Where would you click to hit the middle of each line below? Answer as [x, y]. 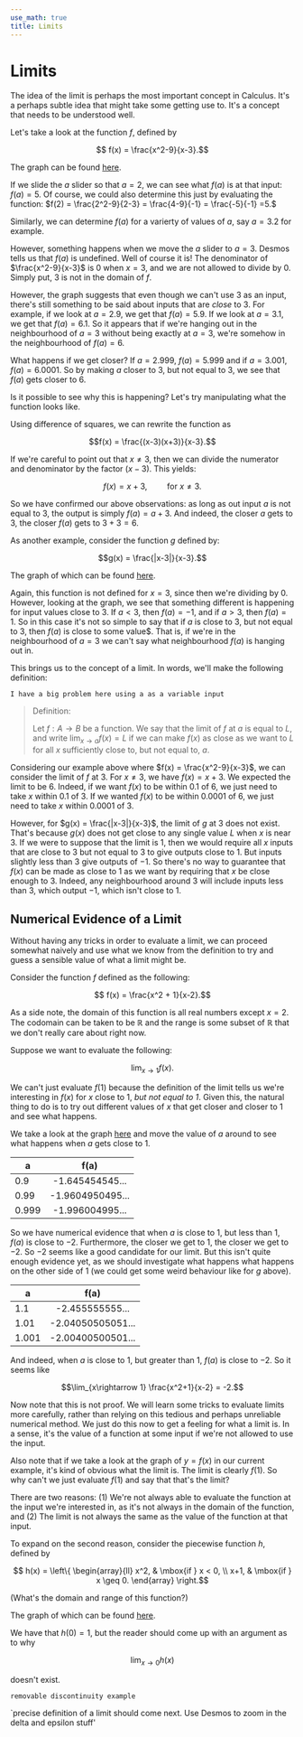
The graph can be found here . [66, 167]
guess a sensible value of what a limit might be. [98, 960]
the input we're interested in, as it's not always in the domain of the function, [152, 1507]
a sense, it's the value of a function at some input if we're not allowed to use [152, 1433]
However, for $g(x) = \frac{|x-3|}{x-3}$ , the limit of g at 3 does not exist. [145, 824]
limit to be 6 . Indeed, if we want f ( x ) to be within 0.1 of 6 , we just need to [144, 787]
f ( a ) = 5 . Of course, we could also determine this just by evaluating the [142, 194]
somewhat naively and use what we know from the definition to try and [142, 950]
